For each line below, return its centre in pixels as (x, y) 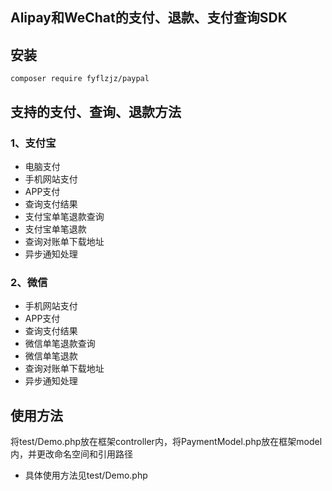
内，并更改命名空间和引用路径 (71, 454)
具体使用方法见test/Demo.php (86, 475)
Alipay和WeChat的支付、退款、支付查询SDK (149, 18)
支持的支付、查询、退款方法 (96, 111)
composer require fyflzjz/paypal (80, 79)
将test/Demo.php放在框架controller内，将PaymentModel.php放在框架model (166, 441)
